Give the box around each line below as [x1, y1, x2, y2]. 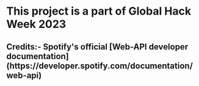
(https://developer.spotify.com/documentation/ [6, 60, 194, 71]
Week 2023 [6, 17, 67, 31]
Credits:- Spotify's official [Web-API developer [6, 41, 189, 52]
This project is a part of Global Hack [6, 4, 191, 18]
